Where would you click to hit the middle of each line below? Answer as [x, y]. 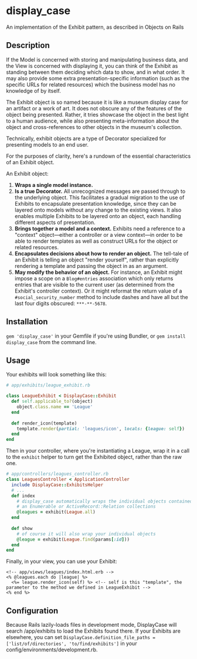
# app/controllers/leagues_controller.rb [57, 474]
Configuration [32, 611]
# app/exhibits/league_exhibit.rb [48, 385]
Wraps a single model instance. [54, 185]
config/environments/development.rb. [52, 650]
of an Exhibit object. [30, 162]
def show [22, 528]
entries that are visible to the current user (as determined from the [94, 284]
